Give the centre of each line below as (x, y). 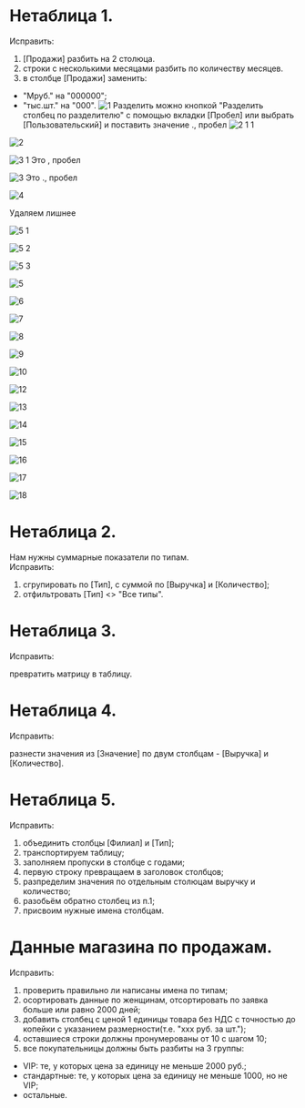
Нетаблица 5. (63, 800)
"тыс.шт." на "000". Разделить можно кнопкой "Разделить (143, 105)
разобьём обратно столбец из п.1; (88, 900)
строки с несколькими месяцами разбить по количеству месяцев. (153, 68)
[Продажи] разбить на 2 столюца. (89, 58)
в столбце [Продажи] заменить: (85, 77)
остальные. (45, 1094)
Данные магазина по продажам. (141, 947)
